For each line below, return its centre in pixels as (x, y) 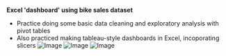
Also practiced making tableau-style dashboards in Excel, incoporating (118, 38)
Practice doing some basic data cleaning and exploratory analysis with (118, 23)
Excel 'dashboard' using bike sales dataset (70, 10)
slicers (26, 45)
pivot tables (33, 31)
